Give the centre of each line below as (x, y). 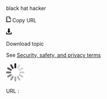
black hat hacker (26, 8)
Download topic (25, 44)
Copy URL (24, 21)
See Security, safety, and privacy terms (53, 55)
